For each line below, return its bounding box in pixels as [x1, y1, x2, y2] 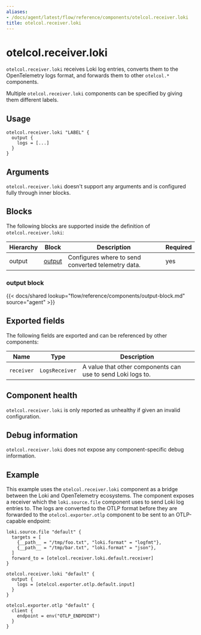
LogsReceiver [39, 367, 77, 374]
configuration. [6, 413, 41, 420]
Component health [6, 390, 78, 401]
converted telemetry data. [68, 260, 141, 269]
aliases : [6, 8, 28, 15]
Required [165, 243, 192, 251]
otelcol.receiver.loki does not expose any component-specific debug [6, 446, 184, 453]
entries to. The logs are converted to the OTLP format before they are [6, 505, 178, 512]
